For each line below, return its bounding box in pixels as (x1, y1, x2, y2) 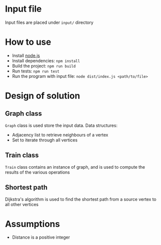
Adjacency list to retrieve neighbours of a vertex (12, 132, 108, 138)
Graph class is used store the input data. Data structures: (5, 122, 118, 128)
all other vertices (5, 201, 39, 207)
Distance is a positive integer (12, 234, 70, 240)
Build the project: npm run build (12, 63, 76, 69)
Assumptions (5, 218, 60, 229)
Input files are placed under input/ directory (5, 19, 94, 25)
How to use (5, 36, 51, 48)
